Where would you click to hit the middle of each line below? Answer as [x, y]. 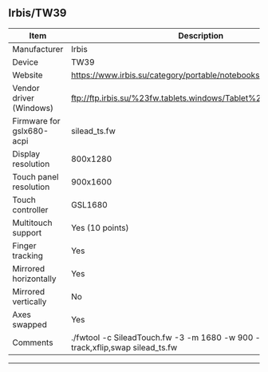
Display [26, 153]
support [27, 232]
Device [25, 61]
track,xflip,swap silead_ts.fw [124, 347]
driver [23, 97]
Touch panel [35, 176]
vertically [30, 301]
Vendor [26, 88]
